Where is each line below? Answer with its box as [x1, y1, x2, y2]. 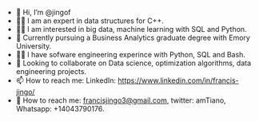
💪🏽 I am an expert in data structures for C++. [15, 16, 164, 25]
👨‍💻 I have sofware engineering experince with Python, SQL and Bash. [15, 50, 246, 59]
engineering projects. [15, 67, 86, 76]
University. [15, 41, 52, 51]
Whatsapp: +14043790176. [15, 104, 106, 113]
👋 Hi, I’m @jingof [15, 8, 71, 17]
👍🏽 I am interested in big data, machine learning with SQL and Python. [15, 25, 247, 33]
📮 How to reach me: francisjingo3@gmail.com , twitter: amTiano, [15, 96, 226, 105]
